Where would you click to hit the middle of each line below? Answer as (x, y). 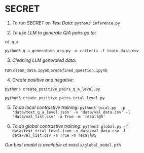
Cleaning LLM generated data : (44, 60)
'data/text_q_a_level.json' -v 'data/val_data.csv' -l (71, 112)
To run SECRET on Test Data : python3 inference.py (66, 23)
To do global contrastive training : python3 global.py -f (70, 126)
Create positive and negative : (43, 80)
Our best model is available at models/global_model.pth (63, 144)
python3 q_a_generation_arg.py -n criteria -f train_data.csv (72, 51)
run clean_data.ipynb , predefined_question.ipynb (56, 70)
